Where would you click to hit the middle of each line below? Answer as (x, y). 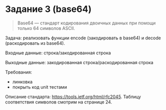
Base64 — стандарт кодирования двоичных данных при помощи (86, 23)
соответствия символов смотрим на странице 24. (59, 102)
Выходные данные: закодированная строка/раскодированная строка (79, 62)
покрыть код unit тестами (40, 87)
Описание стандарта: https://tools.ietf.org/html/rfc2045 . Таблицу (73, 97)
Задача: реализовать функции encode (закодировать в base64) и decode (83, 38)
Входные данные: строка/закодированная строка (58, 53)
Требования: (19, 72)
